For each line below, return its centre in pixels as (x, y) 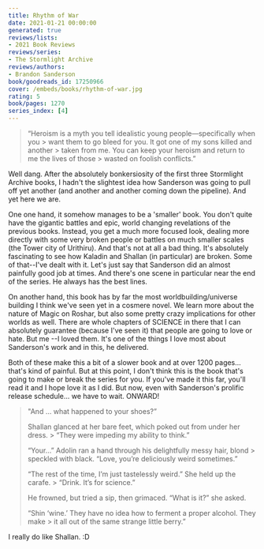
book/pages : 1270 (37, 103)
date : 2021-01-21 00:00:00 (52, 23)
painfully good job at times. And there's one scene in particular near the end (132, 273)
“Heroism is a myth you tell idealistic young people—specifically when (141, 133)
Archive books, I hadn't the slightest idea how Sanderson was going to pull (129, 182)
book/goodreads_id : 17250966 (56, 81)
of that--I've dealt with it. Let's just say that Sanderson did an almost (119, 265)
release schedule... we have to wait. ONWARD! (84, 396)
